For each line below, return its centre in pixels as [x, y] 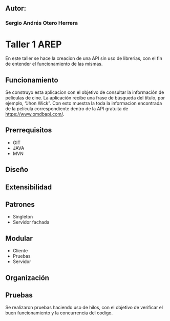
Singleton [23, 217]
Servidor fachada [31, 222]
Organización [27, 278]
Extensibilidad [29, 187]
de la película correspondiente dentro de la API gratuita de [67, 109]
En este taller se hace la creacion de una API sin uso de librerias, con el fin [84, 58]
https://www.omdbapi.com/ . [35, 114]
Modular [19, 238]
